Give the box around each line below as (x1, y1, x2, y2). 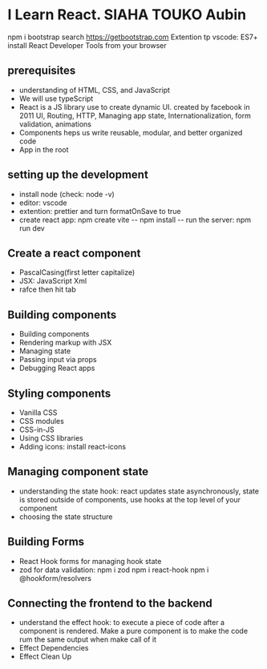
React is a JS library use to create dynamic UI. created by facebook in (18, 102, 250, 111)
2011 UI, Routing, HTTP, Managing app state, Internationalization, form (18, 111, 252, 120)
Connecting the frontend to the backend (7, 597, 213, 611)
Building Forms (7, 535, 85, 549)
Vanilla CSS (18, 408, 58, 417)
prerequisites (7, 64, 76, 78)
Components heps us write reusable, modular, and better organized (18, 127, 243, 137)
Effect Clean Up (18, 651, 72, 662)
